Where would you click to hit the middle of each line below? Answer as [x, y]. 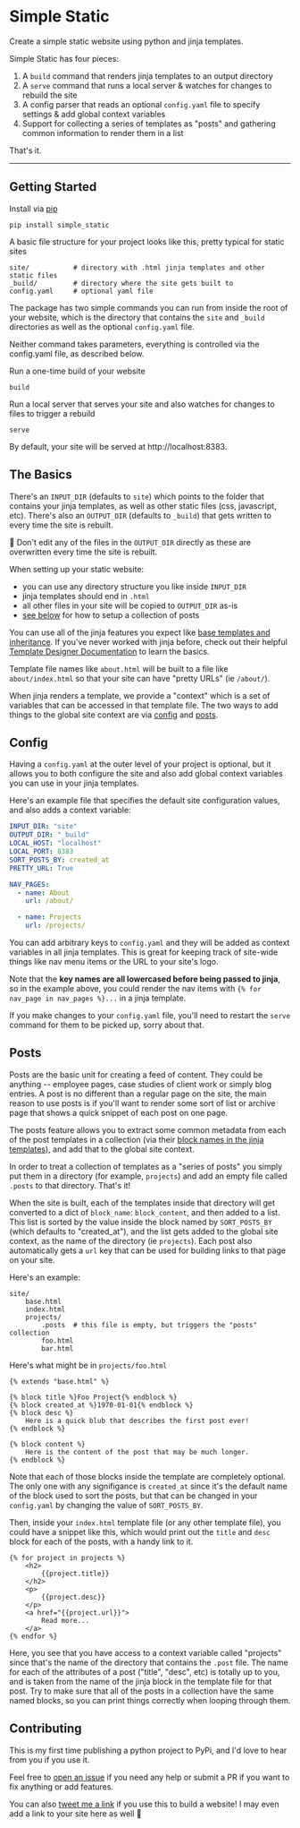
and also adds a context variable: [70, 810]
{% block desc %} [42, 1412]
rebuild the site [50, 95]
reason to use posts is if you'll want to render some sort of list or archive [142, 1103]
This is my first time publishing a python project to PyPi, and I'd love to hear [148, 1750]
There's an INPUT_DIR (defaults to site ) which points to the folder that [137, 496]
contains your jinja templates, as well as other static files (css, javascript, [143, 506]
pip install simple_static [59, 225]
